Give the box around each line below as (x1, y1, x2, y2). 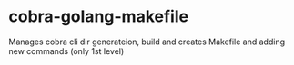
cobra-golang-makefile (8, 6, 188, 27)
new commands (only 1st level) (8, 45, 125, 56)
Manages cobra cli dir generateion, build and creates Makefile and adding (8, 36, 286, 47)
